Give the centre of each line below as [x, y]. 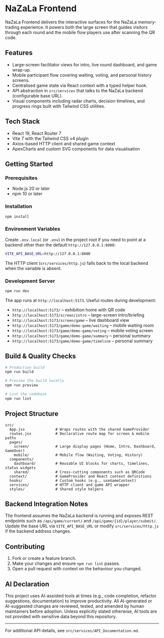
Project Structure [32, 414]
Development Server [30, 281]
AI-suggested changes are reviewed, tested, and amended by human [75, 606]
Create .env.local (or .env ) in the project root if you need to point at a [75, 239]
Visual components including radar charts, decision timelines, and [78, 101]
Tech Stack [22, 122]
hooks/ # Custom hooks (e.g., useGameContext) [73, 480]
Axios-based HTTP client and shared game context [64, 143]
